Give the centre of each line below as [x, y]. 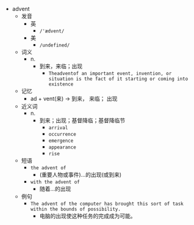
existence [61, 84]
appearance [62, 147]
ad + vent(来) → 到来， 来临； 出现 [74, 98]
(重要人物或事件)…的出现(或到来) [81, 175]
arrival [58, 128]
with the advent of [55, 182]
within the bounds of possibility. [75, 209]
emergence [61, 141]
